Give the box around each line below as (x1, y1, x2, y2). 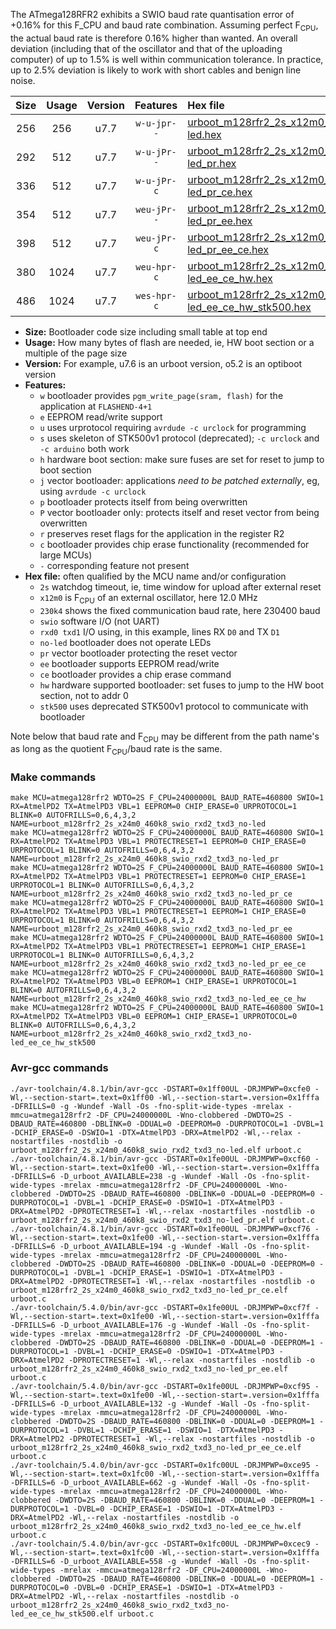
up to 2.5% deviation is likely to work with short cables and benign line (10, 64, 302, 76)
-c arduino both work (39, 442, 130, 454)
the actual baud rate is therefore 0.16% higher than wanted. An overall (10, 32, 298, 44)
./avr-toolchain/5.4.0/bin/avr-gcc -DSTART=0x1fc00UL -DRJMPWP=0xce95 (10, 1460, 311, 1470)
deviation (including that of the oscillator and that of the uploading (10, 42, 283, 54)
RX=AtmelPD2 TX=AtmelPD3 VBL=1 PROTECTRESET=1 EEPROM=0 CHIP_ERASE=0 (10, 837, 307, 847)
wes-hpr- (135, 290, 177, 301)
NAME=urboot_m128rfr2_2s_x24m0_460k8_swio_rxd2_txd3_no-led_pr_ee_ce (10, 959, 307, 969)
